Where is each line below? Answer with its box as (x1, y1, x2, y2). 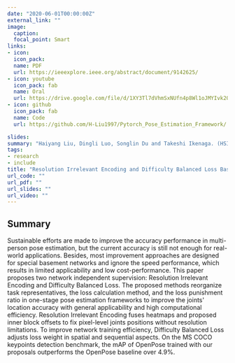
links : (7, 43, 27, 50)
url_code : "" (7, 172, 45, 179)
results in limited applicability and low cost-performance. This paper (7, 266, 204, 275)
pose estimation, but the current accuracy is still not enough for (29, 244, 212, 252)
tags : (7, 146, 23, 154)
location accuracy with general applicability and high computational (7, 304, 202, 312)
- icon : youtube (7, 75, 55, 83)
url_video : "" (7, 192, 49, 199)
